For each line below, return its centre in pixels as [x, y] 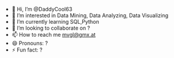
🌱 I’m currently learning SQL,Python [55, 22]
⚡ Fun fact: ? [27, 50]
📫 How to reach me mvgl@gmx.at [54, 35]
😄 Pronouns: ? [30, 43]
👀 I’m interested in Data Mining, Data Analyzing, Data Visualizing [90, 15]
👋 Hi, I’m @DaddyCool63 [42, 9]
